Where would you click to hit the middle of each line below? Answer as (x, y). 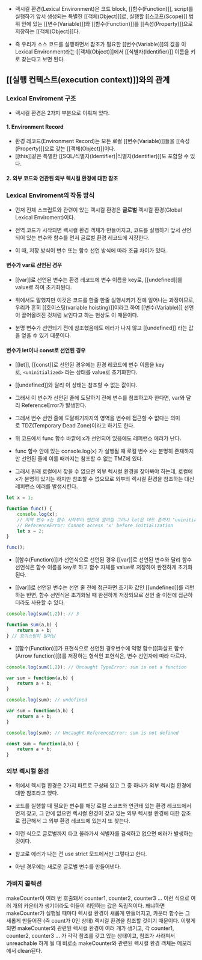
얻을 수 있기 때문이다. (46, 335)
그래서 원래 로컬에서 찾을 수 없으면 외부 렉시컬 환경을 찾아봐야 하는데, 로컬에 (104, 471)
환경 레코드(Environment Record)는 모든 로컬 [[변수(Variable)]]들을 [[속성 (102, 141)
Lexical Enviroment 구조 (41, 99)
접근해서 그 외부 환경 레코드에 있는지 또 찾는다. (76, 821)
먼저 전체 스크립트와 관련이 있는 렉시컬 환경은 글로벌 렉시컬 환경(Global (98, 210)
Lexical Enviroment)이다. (45, 217)
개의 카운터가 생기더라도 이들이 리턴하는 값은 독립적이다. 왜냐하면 (89, 905)
